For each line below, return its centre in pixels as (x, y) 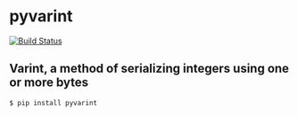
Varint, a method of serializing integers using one (149, 69)
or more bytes (49, 83)
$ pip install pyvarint (54, 103)
